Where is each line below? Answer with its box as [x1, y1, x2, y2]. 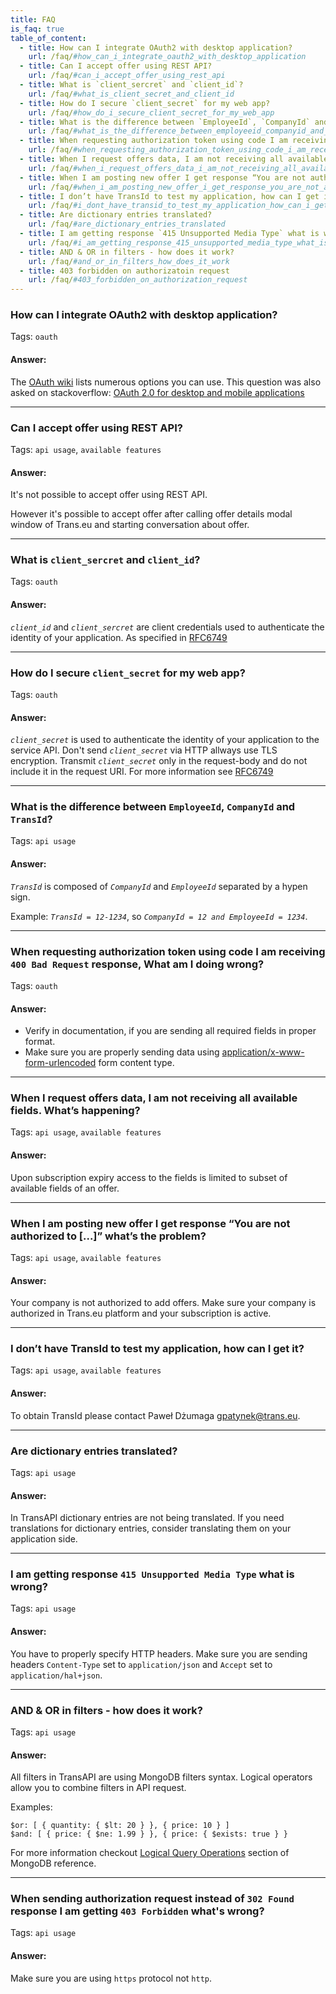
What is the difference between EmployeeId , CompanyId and [10, 800, 296, 814]
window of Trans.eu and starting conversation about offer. [10, 519, 250, 531]
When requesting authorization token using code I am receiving [10, 944, 326, 958]
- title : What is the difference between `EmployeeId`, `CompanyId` [19, 117, 311, 127]
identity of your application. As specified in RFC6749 [10, 631, 228, 643]
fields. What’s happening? [10, 1104, 141, 1118]
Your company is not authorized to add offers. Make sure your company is [10, 1297, 317, 1309]
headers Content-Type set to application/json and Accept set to [10, 1658, 273, 1670]
